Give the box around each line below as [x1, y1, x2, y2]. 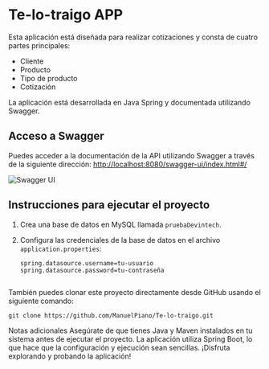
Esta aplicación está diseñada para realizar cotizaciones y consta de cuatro [8, 32, 259, 42]
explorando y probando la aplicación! [8, 351, 132, 361]
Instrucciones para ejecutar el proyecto [8, 199, 210, 212]
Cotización [19, 82, 56, 92]
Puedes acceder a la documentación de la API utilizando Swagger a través [8, 150, 255, 160]
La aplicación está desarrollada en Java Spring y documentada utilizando [8, 97, 251, 107]
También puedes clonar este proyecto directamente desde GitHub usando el [8, 287, 261, 297]
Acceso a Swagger [8, 129, 104, 143]
